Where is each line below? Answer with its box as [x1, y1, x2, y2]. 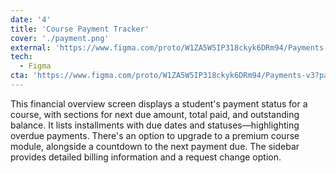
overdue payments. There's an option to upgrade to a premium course [10, 129, 300, 141]
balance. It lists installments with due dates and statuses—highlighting [10, 119, 300, 131]
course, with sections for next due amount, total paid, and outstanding [10, 108, 300, 120]
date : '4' [10, 14, 52, 25]
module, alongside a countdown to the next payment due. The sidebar [10, 140, 300, 152]
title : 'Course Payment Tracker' [10, 24, 150, 34]
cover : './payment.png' [10, 33, 110, 43]
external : [10, 42, 52, 53]
